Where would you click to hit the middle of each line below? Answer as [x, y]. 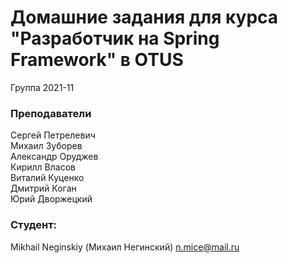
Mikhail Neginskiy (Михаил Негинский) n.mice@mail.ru [125, 247]
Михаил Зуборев [46, 146]
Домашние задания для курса [144, 17]
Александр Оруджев [54, 157]
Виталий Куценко [47, 178]
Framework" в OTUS [97, 60]
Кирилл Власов [43, 167]
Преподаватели [51, 113]
